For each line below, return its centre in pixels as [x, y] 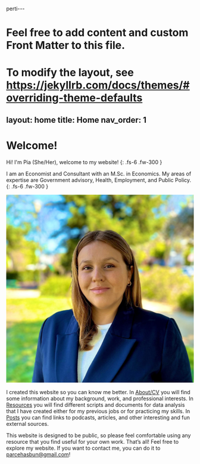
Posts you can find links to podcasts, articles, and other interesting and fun [98, 417]
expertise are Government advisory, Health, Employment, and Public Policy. [99, 180]
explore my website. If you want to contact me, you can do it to [83, 448]
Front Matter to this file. [66, 46]
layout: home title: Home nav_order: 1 [76, 120]
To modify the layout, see [70, 72]
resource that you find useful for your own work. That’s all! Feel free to [93, 441]
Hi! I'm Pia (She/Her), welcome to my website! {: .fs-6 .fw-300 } [84, 162]
